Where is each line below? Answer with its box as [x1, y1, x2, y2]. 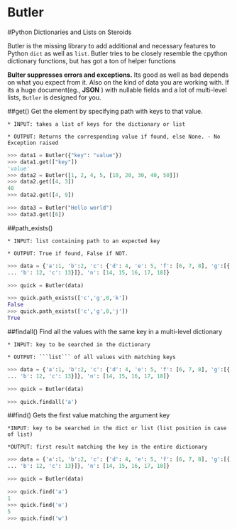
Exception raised [7, 139, 59, 146]
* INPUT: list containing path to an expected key [7, 237, 160, 245]
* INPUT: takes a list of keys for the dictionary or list [7, 120, 186, 128]
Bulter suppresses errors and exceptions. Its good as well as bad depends [7, 70, 229, 79]
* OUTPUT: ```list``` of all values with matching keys [7, 353, 176, 360]
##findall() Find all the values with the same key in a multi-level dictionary [7, 327, 223, 336]
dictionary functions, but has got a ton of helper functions [7, 56, 176, 65]
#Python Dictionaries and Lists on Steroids [7, 28, 132, 36]
